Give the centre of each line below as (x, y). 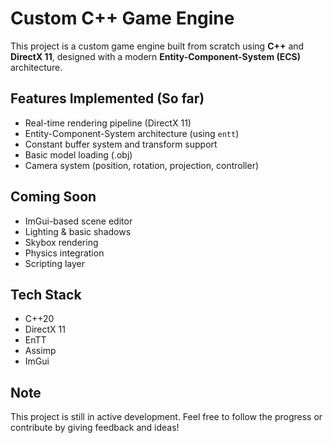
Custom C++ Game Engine (122, 18)
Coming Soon (53, 197)
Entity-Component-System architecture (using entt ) (132, 133)
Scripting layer (54, 263)
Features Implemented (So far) (107, 98)
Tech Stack (46, 294)
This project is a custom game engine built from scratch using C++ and (157, 46)
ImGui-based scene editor (78, 221)
